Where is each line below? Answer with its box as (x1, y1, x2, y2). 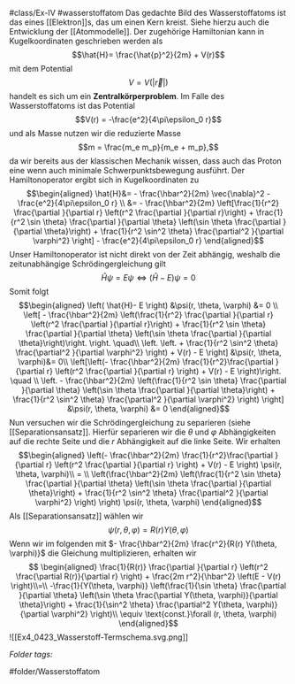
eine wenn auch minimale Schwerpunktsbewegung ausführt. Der (9, 165, 246, 175)
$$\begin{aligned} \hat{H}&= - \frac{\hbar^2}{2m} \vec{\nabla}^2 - (26, 188, 271, 198)
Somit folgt (9, 287, 49, 296)
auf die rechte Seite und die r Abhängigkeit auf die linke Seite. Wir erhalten (9, 436, 281, 446)
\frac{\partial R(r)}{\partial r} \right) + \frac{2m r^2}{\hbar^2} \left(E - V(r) (15, 571, 282, 581)
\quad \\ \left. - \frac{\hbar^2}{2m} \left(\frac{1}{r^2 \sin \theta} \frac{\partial (10, 375, 287, 386)
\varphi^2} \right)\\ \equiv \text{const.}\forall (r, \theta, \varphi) (50, 609, 277, 619)
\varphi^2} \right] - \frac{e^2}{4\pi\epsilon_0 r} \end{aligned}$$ (32, 235, 265, 246)
